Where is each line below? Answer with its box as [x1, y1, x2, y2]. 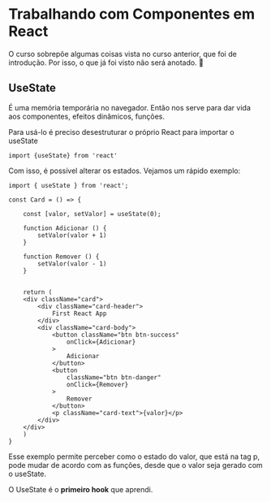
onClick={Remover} [66, 380, 129, 388]
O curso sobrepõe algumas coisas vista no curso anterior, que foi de [8, 49, 237, 58]
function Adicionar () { [23, 224, 107, 232]
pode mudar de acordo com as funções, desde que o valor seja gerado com [8, 460, 264, 470]
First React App [51, 309, 107, 318]
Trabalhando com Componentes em [8, 5, 256, 24]
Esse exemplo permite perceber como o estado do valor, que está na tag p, [8, 452, 260, 461]
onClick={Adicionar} [66, 338, 136, 346]
